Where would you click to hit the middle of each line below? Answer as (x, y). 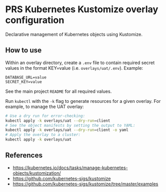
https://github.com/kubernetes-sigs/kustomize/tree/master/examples (86, 184)
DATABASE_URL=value (26, 77)
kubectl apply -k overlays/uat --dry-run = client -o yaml (67, 130)
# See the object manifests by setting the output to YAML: (71, 125)
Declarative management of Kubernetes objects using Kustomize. (74, 34)
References (24, 156)
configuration (35, 20)
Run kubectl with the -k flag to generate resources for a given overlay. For (83, 101)
